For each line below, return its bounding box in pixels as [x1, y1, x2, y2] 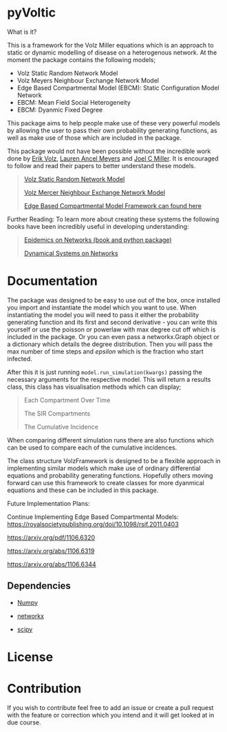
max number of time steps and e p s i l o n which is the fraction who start [7, 347, 204, 356]
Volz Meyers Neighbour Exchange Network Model [17, 76, 160, 84]
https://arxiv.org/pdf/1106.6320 [7, 533, 96, 542]
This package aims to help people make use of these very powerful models [7, 119, 220, 127]
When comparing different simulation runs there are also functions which [7, 436, 215, 444]
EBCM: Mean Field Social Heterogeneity [17, 98, 131, 106]
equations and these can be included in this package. [7, 486, 159, 494]
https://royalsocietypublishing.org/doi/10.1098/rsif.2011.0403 [7, 520, 179, 528]
